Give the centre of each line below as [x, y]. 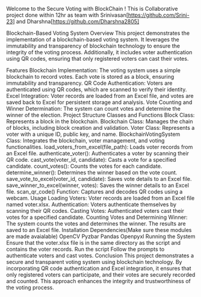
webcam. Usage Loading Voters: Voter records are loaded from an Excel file [100, 198]
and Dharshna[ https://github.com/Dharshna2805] [78, 21]
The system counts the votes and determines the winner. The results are [96, 224]
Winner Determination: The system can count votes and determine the [93, 109]
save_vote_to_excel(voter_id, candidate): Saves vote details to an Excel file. [99, 179]
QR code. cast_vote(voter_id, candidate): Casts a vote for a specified [91, 160]
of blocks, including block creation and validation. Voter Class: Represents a [100, 128]
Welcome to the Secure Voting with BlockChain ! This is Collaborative [92, 9]
